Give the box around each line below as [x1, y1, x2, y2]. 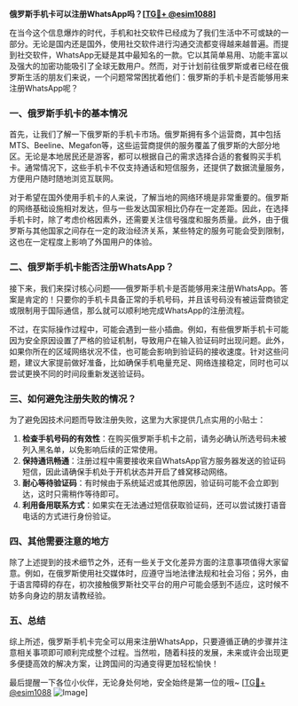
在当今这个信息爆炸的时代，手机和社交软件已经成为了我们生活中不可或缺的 [9, 27, 281, 38]
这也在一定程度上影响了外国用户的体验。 [9, 237, 157, 247]
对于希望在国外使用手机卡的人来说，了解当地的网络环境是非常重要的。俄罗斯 [9, 192, 289, 203]
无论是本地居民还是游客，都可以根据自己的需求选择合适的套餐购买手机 [24, 151, 281, 162]
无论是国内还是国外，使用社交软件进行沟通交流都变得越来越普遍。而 [32, 39, 281, 49]
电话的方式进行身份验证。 [21, 510, 116, 522]
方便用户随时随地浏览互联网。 [9, 173, 118, 184]
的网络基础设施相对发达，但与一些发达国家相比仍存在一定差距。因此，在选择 [9, 203, 289, 214]
